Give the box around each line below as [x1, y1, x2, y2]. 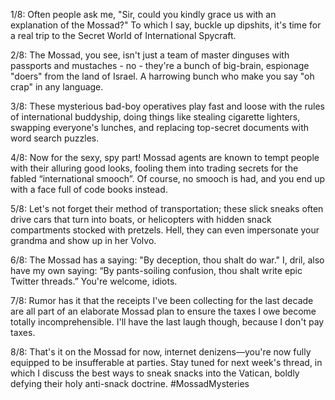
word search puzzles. [10, 132, 100, 144]
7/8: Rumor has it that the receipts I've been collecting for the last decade [10, 295, 314, 306]
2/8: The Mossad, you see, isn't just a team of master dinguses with [10, 49, 290, 61]
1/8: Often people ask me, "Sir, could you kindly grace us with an [10, 9, 277, 20]
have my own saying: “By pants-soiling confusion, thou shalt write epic [10, 265, 303, 276]
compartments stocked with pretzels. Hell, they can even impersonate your [10, 224, 320, 236]
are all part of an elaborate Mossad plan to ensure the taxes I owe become [10, 305, 317, 317]
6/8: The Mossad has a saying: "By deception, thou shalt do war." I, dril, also [10, 254, 325, 266]
